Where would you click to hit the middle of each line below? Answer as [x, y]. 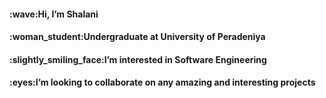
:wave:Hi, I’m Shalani [54, 14]
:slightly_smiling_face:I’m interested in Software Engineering [138, 59]
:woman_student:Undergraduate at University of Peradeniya [137, 37]
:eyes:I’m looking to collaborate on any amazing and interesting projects [162, 82]
